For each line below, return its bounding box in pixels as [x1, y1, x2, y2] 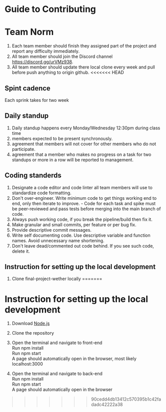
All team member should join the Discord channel [11, 53, 113, 59]
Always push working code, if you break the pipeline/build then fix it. [11, 216, 153, 222]
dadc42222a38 [91, 402, 123, 408]
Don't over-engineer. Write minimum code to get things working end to [11, 195, 157, 201]
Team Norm [4, 26, 54, 38]
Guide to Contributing [4, 3, 96, 15]
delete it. [11, 248, 30, 254]
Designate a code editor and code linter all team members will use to [11, 184, 153, 190]
